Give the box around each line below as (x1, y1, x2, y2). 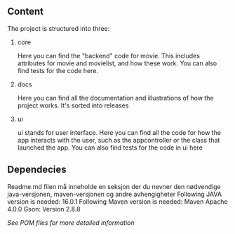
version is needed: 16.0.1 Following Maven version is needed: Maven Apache (7, 197, 228, 206)
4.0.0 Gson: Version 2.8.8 (7, 204, 81, 213)
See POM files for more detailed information (7, 218, 135, 227)
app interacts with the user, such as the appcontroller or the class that (17, 136, 220, 144)
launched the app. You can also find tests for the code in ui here (17, 143, 203, 152)
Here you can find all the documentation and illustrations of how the (17, 93, 214, 102)
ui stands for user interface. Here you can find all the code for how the (17, 128, 221, 136)
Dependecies (7, 164, 67, 176)
